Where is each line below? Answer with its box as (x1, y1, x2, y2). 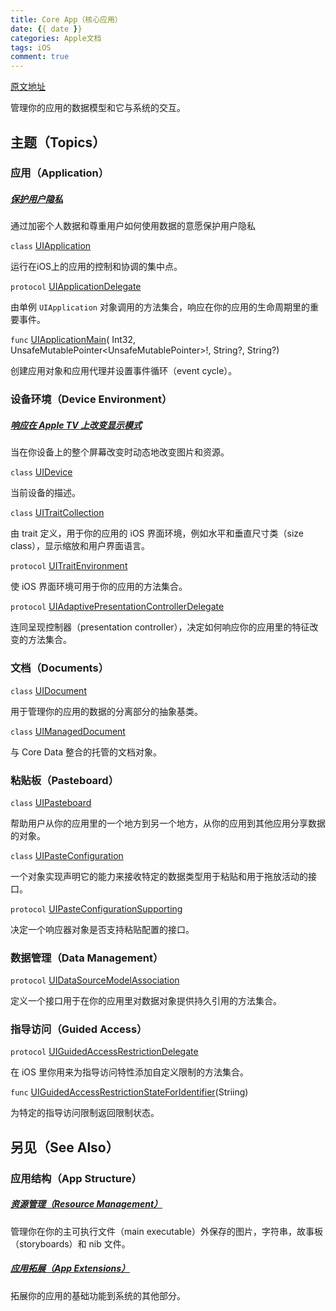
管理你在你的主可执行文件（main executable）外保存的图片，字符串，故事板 (10, 1225, 323, 1237)
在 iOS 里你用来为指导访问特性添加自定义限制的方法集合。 (10, 1066, 249, 1078)
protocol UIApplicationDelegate (10, 281, 142, 293)
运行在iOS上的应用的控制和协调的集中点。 (10, 261, 183, 273)
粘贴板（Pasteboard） (10, 773, 120, 787)
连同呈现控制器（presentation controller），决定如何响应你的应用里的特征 (10, 621, 310, 633)
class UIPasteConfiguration (10, 849, 124, 861)
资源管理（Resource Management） (10, 1198, 163, 1210)
